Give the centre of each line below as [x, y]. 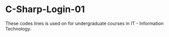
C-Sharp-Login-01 [45, 9]
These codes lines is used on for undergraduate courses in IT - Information [84, 23]
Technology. [18, 28]
